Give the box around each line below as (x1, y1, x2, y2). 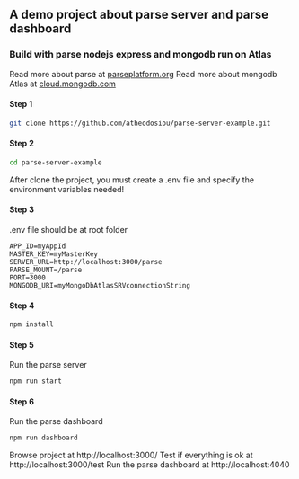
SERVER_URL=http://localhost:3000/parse (9, 258, 163, 267)
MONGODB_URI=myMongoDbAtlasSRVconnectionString (9, 281, 191, 290)
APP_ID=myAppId (9, 242, 66, 251)
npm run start (9, 377, 63, 386)
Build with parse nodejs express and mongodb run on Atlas (9, 49, 272, 61)
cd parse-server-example (9, 157, 102, 167)
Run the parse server (9, 359, 87, 370)
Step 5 (9, 339, 34, 350)
